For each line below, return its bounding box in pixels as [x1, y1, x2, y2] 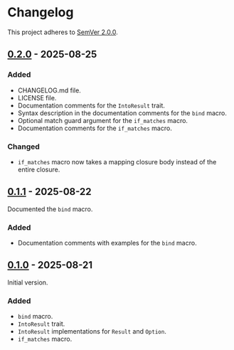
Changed [7, 142, 41, 152]
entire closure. [17, 165, 60, 174]
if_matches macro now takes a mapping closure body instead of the [17, 157, 217, 166]
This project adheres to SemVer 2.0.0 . [7, 28, 119, 36]
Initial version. [7, 278, 48, 287]
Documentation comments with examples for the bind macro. [17, 239, 197, 248]
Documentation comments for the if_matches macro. [17, 124, 172, 132]
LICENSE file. [17, 93, 57, 102]
